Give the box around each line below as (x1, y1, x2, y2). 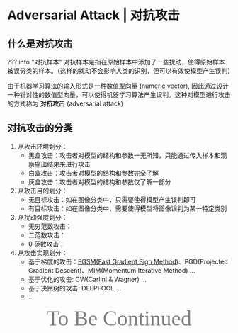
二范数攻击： (28, 230, 66, 239)
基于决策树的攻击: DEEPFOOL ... (28, 283, 122, 292)
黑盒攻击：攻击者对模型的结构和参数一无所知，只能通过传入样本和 (28, 151, 221, 159)
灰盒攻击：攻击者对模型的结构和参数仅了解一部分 (28, 177, 171, 186)
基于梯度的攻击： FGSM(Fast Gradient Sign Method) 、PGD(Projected (28, 257, 228, 266)
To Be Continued (46, 306, 192, 330)
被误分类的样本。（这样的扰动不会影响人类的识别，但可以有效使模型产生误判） (7, 67, 234, 75)
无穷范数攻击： (28, 222, 72, 230)
